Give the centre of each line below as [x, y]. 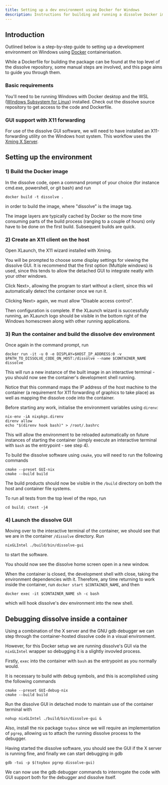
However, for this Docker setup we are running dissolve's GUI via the [76, 646]
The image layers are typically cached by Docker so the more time [73, 216]
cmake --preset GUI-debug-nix [37, 691]
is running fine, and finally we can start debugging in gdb [64, 753]
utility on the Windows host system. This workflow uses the [90, 136]
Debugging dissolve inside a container [66, 619]
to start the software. [27, 555]
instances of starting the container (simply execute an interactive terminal [81, 440]
